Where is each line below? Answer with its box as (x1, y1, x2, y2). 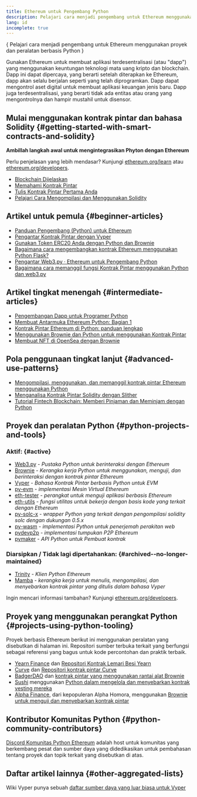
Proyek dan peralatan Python (6, 420, 115, 431)
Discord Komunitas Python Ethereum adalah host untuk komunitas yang (6, 739, 179, 746)
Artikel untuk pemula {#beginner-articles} (6, 212, 164, 222)
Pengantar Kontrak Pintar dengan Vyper (14, 233, 111, 240)
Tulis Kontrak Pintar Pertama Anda (14, 188, 98, 195)
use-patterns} (6, 363, 59, 373)
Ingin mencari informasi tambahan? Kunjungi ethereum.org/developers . (6, 594, 178, 601)
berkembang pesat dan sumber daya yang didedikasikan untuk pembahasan (6, 745, 191, 752)
